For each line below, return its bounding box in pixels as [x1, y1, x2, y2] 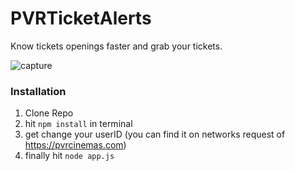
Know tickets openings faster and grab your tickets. [10, 40, 223, 52]
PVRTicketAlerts [10, 7, 152, 30]
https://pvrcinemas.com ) [24, 139, 127, 151]
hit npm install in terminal [24, 118, 133, 130]
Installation [10, 84, 67, 98]
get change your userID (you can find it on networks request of [24, 128, 286, 141]
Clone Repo [24, 107, 74, 119]
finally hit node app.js [24, 150, 115, 162]
